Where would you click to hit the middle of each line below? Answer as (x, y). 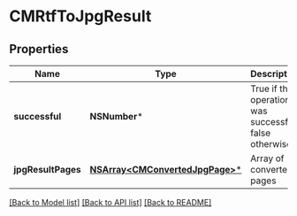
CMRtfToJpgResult (80, 16)
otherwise (271, 144)
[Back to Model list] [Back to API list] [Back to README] (110, 202)
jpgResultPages (47, 170)
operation (270, 100)
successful (38, 116)
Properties (39, 49)
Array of (267, 158)
